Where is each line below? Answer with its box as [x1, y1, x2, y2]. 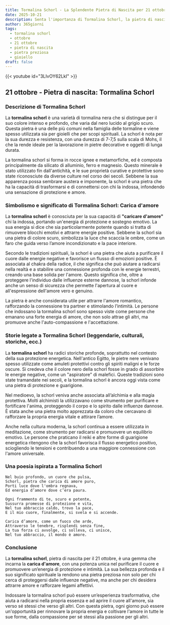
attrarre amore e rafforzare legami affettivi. [5, 582, 95, 588]
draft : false [5, 59, 33, 64]
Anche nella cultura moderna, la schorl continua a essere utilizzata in [5, 423, 149, 429]
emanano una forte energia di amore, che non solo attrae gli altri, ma [5, 314, 148, 320]
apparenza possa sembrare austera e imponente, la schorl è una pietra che [5, 178, 162, 184]
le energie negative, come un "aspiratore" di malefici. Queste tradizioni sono [5, 371, 164, 377]
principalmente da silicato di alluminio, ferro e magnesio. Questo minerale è [5, 162, 162, 168]
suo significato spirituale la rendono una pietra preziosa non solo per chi [5, 572, 156, 578]
